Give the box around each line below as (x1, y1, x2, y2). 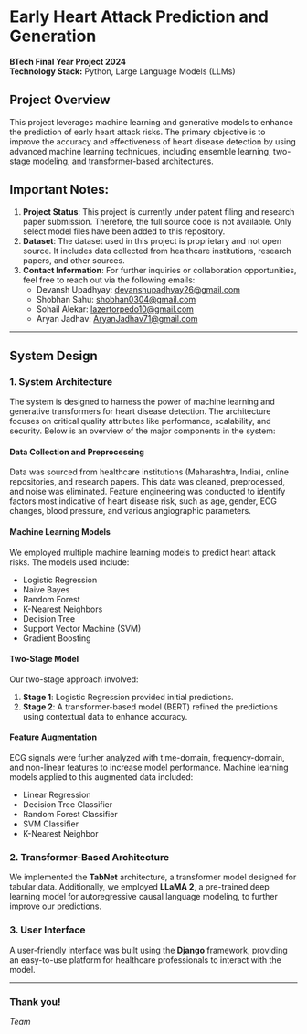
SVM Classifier (22, 818, 79, 829)
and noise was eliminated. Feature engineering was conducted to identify (9, 486, 286, 497)
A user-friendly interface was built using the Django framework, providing (9, 944, 288, 955)
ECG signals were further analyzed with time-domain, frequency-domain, (9, 752, 285, 763)
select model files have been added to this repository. (22, 226, 226, 237)
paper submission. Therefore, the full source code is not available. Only (22, 216, 292, 227)
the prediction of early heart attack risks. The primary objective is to (9, 126, 266, 137)
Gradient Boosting (22, 633, 91, 644)
